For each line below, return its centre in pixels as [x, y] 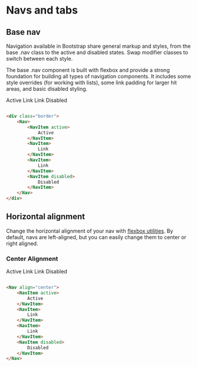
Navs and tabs [42, 10]
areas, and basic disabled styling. [47, 89]
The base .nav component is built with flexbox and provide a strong [88, 70]
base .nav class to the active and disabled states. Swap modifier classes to [97, 52]
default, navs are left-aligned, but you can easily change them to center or [96, 237]
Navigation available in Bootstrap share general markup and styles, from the [98, 46]
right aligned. [22, 243]
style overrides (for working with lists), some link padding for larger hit [91, 82]
